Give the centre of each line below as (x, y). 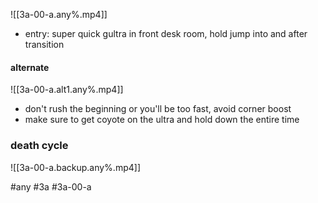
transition (44, 44)
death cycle (39, 146)
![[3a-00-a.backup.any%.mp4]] (75, 167)
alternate (30, 67)
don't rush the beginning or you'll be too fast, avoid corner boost (158, 109)
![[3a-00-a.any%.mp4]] (59, 14)
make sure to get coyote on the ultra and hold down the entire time (162, 120)
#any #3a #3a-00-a (51, 186)
